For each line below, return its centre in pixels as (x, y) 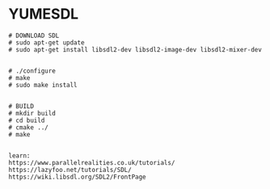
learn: (19, 155)
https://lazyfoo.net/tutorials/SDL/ (70, 170)
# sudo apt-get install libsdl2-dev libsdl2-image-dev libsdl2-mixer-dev (135, 49)
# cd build (27, 120)
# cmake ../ (28, 127)
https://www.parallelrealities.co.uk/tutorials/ (92, 162)
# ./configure (32, 71)
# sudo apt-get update (46, 42)
